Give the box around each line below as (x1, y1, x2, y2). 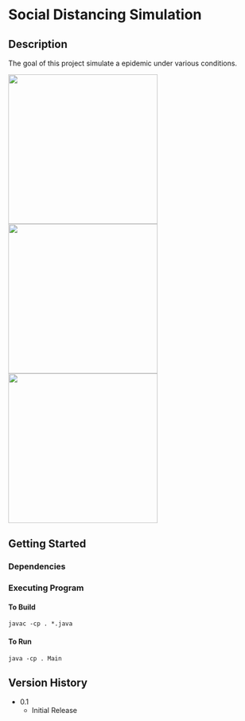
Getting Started (8, 537, 87, 551)
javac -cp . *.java (8, 620, 73, 628)
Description (8, 37, 68, 51)
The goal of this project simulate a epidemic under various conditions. (8, 58, 237, 68)
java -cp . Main (8, 654, 62, 663)
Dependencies (8, 561, 66, 572)
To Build (8, 602, 36, 612)
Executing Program (8, 582, 84, 593)
